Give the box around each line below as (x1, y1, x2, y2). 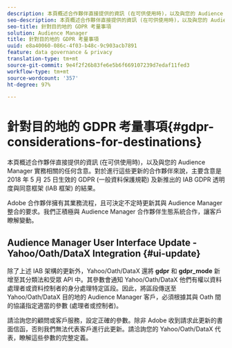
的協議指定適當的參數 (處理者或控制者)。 (7, 302, 123, 309)
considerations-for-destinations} (7, 134, 202, 150)
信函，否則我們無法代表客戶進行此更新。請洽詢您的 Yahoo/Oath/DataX (12, 325, 213, 333)
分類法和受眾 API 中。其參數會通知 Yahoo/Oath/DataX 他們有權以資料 (25, 275, 222, 284)
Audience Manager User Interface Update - (7, 236, 197, 248)
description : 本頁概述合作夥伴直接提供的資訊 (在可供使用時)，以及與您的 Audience (7, 10, 224, 17)
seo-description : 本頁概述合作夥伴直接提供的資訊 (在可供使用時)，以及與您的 (7, 17, 209, 24)
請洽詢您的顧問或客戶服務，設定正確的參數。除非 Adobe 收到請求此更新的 (7, 316, 217, 324)
